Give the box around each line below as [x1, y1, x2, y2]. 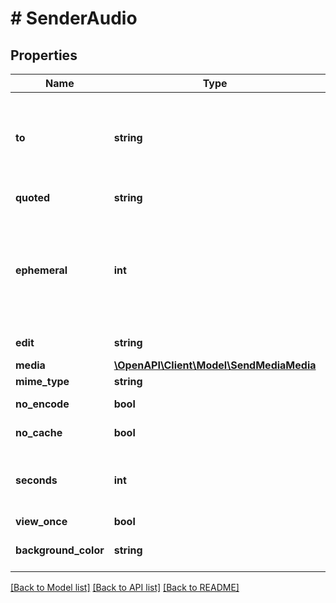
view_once [15, 515, 68, 528]
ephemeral [15, 263, 68, 277]
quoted [15, 191, 51, 204]
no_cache [15, 426, 63, 439]
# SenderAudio [10, 7, 138, 30]
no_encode [15, 397, 70, 411]
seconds [15, 473, 58, 487]
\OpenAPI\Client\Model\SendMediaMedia [113, 358, 317, 372]
